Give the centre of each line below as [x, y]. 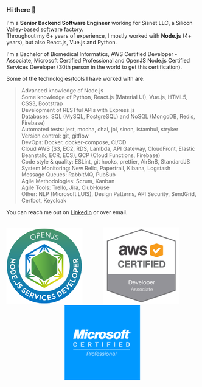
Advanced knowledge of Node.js [62, 91]
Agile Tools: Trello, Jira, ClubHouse [65, 187]
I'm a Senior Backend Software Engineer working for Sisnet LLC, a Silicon [99, 23]
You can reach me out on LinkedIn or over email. [67, 212]
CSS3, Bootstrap [42, 103]
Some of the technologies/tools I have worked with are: [75, 79]
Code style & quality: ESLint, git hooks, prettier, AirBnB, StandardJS [106, 162]
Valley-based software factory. [45, 29]
